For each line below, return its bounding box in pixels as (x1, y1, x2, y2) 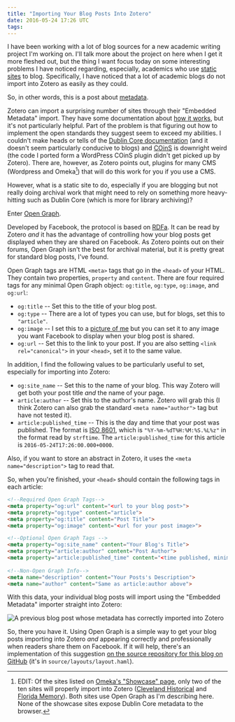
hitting (7, 196, 26, 204)
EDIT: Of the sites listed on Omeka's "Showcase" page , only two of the (17, 677, 222, 686)
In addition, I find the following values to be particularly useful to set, (7, 360, 205, 369)
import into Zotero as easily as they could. (7, 80, 129, 88)
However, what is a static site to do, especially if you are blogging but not (7, 181, 218, 190)
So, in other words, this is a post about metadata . (7, 93, 149, 101)
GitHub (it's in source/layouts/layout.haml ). (7, 657, 134, 665)
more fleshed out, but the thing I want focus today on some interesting (7, 57, 211, 66)
